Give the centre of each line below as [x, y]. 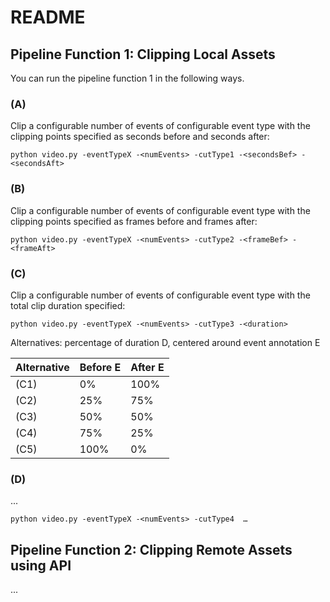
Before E [100, 367]
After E [147, 367]
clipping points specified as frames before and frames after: [134, 221]
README [48, 17]
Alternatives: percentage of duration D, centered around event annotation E [165, 342]
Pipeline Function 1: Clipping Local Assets [143, 54]
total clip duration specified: [68, 305]
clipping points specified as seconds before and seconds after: [140, 137]
